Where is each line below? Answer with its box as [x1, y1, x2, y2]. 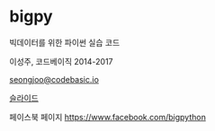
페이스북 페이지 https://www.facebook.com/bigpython [9, 111, 207, 122]
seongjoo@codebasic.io [9, 74, 99, 84]
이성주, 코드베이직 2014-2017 [9, 56, 114, 66]
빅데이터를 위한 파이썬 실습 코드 [9, 37, 121, 48]
